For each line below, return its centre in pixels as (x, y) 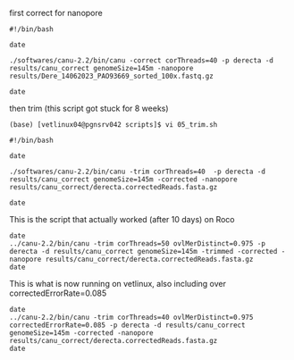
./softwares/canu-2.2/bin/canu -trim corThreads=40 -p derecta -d (138, 172)
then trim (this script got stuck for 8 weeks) (89, 108)
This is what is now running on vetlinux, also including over (118, 284)
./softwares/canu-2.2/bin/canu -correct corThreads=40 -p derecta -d (142, 61)
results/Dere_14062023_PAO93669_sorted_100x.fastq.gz (112, 76)
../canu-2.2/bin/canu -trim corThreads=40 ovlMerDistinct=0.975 (131, 317)
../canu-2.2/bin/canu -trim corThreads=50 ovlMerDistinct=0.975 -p (138, 244)
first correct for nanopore (56, 13)
